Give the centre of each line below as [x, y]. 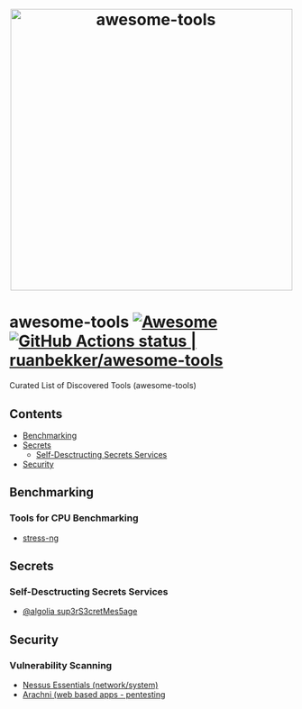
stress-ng [41, 538]
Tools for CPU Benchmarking [74, 518]
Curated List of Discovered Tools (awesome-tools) [103, 386]
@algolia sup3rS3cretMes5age [80, 612]
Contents [36, 414]
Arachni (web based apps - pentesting [94, 695]
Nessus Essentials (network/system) [90, 685]
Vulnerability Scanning [61, 665]
